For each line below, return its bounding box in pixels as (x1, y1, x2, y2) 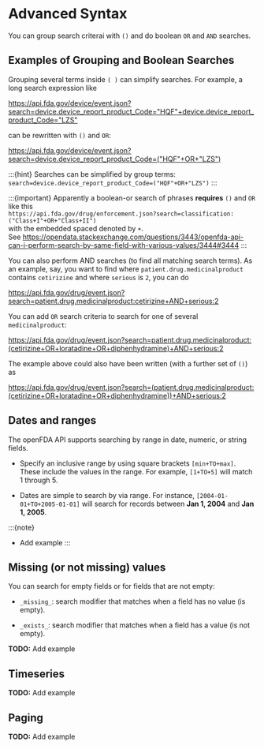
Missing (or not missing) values (8, 560, 166, 574)
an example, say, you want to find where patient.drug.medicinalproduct (8, 264, 244, 273)
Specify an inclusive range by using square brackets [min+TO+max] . (19, 459, 236, 468)
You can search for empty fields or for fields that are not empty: (8, 582, 215, 591)
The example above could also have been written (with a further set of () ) (8, 358, 248, 368)
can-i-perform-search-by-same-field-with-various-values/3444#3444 (8, 240, 240, 249)
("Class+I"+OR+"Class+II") (8, 216, 97, 225)
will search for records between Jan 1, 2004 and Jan (81, 499, 255, 508)
